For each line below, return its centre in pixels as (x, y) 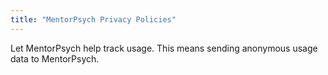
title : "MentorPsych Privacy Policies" (93, 19)
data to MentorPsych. (55, 58)
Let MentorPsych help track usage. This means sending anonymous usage (164, 48)
